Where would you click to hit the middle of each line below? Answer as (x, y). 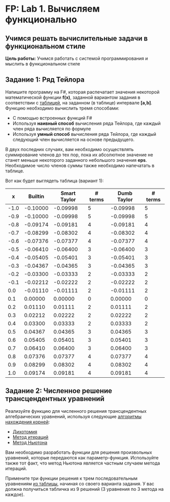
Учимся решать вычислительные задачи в (77, 38)
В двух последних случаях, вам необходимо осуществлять (70, 149)
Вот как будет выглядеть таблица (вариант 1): (54, 181)
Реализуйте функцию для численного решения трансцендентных (76, 411)
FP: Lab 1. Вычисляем (53, 9)
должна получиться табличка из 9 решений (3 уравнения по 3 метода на (84, 489)
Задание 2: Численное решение (59, 391)
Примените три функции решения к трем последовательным (71, 478)
